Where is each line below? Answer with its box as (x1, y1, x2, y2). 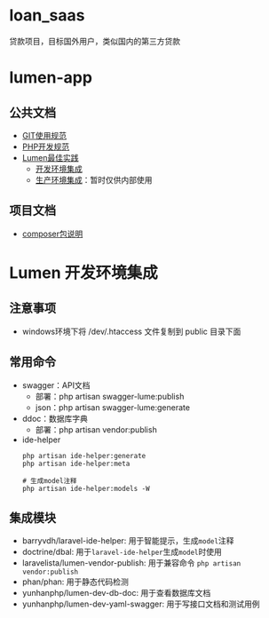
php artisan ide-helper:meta (21, 459, 131, 468)
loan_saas (9, 5, 85, 26)
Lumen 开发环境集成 (9, 263, 158, 282)
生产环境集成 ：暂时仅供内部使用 (35, 174, 153, 185)
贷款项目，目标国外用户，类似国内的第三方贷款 (9, 36, 180, 46)
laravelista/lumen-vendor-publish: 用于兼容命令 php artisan (21, 558, 241, 568)
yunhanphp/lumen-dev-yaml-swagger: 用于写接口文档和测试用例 (21, 598, 260, 609)
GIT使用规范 (21, 130, 67, 140)
